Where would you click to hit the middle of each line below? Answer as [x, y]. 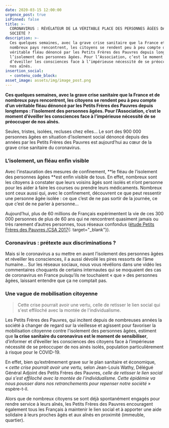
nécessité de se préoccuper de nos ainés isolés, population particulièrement [84, 347]
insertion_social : [24, 71]
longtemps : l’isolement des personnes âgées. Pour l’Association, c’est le [83, 111]
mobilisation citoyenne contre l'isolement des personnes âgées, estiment [81, 330]
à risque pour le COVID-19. [33, 352]
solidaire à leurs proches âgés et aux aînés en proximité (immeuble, [75, 414]
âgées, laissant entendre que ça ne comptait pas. [56, 280]
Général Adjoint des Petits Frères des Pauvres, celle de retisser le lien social [84, 372]
